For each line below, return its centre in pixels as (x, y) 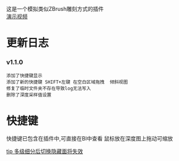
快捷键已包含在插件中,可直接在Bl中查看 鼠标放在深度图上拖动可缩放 (90, 139)
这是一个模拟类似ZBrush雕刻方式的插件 (55, 9)
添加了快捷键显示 (24, 76)
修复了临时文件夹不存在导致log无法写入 (49, 89)
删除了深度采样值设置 (29, 95)
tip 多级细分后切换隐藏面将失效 (45, 151)
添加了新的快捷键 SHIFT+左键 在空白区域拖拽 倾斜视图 (67, 82)
